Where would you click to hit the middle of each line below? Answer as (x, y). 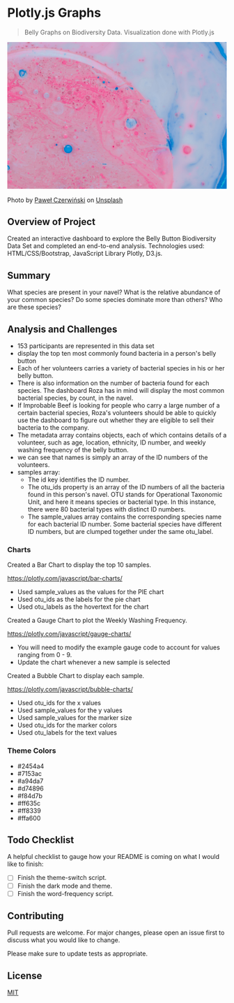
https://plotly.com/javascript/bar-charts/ (65, 579)
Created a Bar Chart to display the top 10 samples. (79, 565)
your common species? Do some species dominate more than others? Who (115, 300)
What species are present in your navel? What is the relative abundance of (114, 292)
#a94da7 (30, 781)
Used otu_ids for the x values (59, 703)
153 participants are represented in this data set (86, 346)
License (25, 975)
